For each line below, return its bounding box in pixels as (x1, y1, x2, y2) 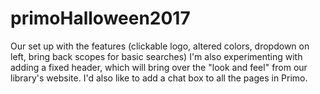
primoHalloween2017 (10, 7, 191, 30)
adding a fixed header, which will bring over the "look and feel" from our (10, 61, 308, 73)
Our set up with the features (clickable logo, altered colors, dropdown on (10, 40, 310, 52)
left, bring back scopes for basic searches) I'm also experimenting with (10, 50, 303, 62)
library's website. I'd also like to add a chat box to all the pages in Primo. (10, 72, 308, 84)
